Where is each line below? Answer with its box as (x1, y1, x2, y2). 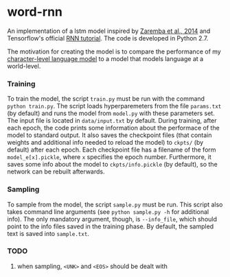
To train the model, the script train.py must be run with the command (7, 95, 205, 103)
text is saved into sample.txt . (7, 229, 89, 237)
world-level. (7, 62, 41, 70)
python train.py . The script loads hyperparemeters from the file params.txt (7, 102, 222, 110)
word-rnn (7, 4, 63, 20)
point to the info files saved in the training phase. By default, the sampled (7, 222, 214, 230)
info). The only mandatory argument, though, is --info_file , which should (7, 215, 218, 223)
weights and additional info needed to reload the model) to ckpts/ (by (7, 138, 204, 147)
